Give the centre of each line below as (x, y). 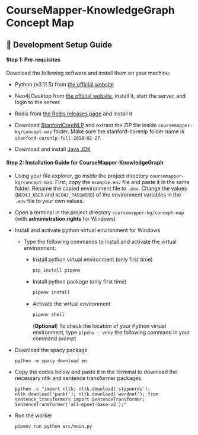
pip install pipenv (57, 270)
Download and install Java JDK (52, 149)
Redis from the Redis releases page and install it (73, 114)
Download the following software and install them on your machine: (88, 73)
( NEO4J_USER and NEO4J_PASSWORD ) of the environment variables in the (98, 194)
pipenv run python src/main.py (53, 426)
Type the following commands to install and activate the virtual (100, 241)
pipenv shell (49, 314)
